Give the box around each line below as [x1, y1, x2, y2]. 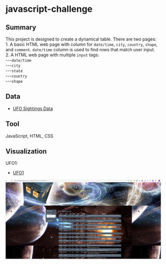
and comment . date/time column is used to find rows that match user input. [5, 47, 156, 52]
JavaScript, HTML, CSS [5, 133, 54, 139]
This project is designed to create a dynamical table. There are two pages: [5, 36, 157, 42]
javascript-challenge [5, 3, 93, 15]
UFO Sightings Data [12, 105, 53, 112]
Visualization [5, 147, 47, 156]
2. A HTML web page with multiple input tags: [5, 52, 100, 58]
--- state [5, 68, 23, 74]
